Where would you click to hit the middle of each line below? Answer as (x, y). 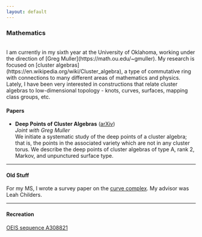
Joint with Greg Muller (42, 130)
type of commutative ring (160, 71)
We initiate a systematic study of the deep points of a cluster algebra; (101, 137)
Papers (15, 110)
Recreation (20, 214)
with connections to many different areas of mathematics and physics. (93, 77)
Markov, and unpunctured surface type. (64, 156)
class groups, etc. (28, 97)
